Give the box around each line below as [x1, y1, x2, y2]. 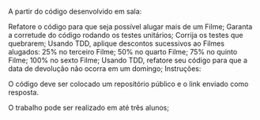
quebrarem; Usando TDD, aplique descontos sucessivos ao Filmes [8, 39, 225, 48]
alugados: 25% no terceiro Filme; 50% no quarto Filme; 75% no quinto [8, 47, 238, 56]
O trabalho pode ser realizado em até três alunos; [8, 103, 170, 112]
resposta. [8, 88, 40, 97]
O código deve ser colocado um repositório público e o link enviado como [8, 79, 249, 88]
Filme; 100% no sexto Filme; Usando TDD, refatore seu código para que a [8, 55, 247, 65]
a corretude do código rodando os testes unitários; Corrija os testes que [8, 31, 243, 39]
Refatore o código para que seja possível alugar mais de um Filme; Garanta [8, 22, 253, 31]
